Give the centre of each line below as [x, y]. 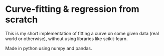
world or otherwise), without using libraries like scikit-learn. [66, 39]
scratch [22, 20]
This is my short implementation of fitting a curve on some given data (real [82, 33]
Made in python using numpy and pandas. [49, 48]
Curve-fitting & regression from [72, 9]
